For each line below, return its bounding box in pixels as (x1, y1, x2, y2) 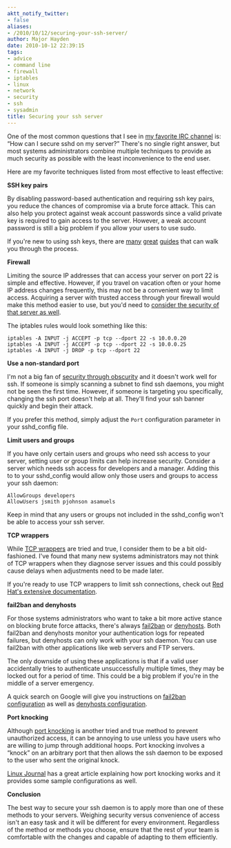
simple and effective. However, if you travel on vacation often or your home (7, 278, 221, 287)
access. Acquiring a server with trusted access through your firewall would (7, 293, 221, 302)
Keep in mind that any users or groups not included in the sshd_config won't (7, 510, 224, 519)
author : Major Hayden (7, 36, 70, 43)
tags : (7, 49, 23, 56)
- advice (7, 55, 32, 62)
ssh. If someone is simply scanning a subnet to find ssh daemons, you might (7, 380, 224, 388)
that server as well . (7, 308, 61, 316)
